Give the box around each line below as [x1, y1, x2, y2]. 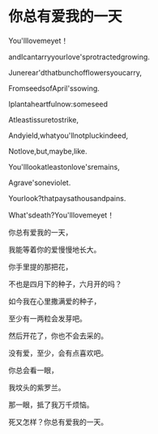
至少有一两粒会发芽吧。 [8, 313, 87, 323]
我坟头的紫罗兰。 [8, 382, 66, 392]
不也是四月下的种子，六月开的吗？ [8, 279, 122, 289]
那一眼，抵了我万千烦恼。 [8, 399, 94, 410]
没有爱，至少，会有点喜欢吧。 [8, 348, 108, 358]
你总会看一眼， [8, 365, 58, 375]
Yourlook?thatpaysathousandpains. [8, 193, 126, 203]
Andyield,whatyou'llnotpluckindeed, [8, 131, 129, 140]
